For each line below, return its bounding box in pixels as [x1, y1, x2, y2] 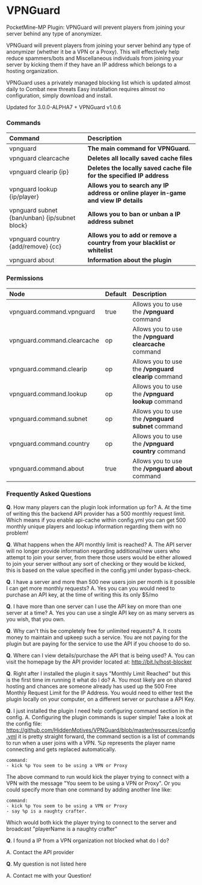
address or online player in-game [87, 189, 186, 197]
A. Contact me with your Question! [6, 872, 92, 879]
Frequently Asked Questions [6, 490, 91, 498]
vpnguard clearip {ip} [9, 168, 69, 176]
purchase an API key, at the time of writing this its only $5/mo [6, 591, 159, 598]
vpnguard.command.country [9, 439, 90, 448]
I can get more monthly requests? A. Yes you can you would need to [6, 585, 176, 592]
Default [105, 290, 127, 298]
